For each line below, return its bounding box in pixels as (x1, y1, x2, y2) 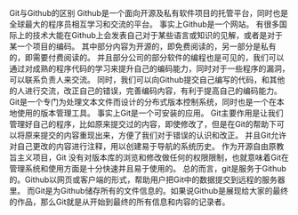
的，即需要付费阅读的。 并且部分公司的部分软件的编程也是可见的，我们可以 (9, 52, 285, 62)
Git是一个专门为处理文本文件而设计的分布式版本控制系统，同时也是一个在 (9, 97, 278, 107)
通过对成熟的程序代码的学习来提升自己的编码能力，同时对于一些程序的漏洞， (9, 63, 290, 74)
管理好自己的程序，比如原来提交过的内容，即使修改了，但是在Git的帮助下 (9, 119, 278, 129)
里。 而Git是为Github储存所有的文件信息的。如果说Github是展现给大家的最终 (9, 186, 289, 195)
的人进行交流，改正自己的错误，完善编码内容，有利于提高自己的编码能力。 (9, 85, 282, 96)
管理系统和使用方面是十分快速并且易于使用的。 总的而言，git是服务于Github (9, 163, 287, 173)
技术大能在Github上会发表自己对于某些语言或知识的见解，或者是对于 (32, 30, 283, 40)
